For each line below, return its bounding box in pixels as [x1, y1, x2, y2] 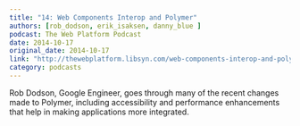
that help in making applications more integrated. [9, 106, 189, 117]
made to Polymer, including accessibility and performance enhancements [9, 97, 280, 107]
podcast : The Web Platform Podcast [9, 29, 142, 38]
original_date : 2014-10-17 [9, 46, 110, 55]
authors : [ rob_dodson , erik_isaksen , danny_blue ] [9, 21, 202, 30]
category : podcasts [9, 63, 82, 72]
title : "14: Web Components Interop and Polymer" [9, 13, 198, 22]
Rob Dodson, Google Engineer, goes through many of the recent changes [9, 87, 279, 98]
